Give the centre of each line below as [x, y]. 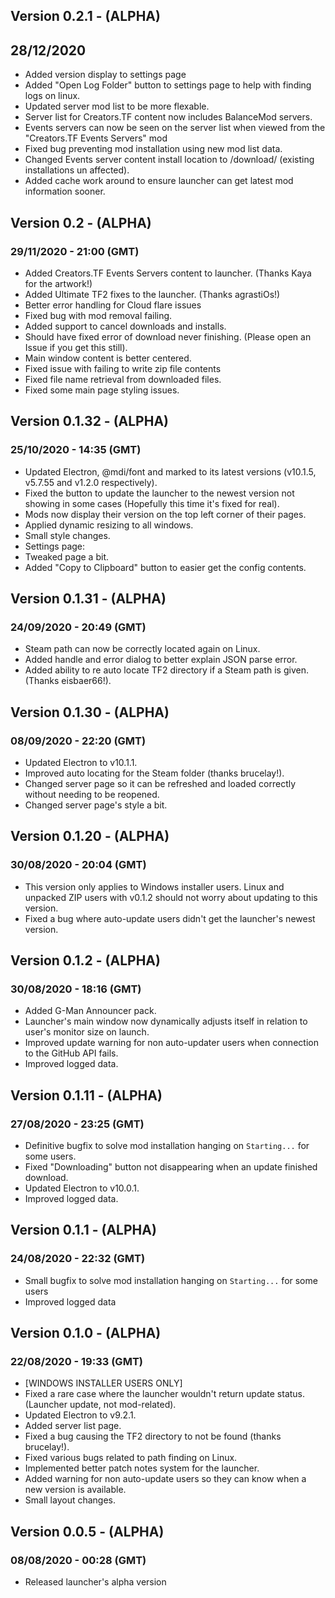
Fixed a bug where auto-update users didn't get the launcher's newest [170, 918]
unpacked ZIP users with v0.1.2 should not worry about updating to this [171, 897]
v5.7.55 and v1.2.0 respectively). [91, 482]
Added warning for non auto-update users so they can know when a [165, 1479]
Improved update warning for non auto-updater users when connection [171, 1043]
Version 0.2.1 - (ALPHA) [85, 16]
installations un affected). [77, 170]
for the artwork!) [58, 283]
